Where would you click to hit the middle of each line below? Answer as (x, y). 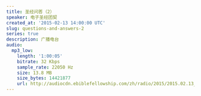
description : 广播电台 (33, 39)
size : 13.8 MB (34, 73)
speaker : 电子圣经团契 (32, 17)
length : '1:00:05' (40, 56)
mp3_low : (22, 51)
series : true (22, 34)
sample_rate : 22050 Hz (45, 67)
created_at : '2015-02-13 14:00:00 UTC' (56, 23)
